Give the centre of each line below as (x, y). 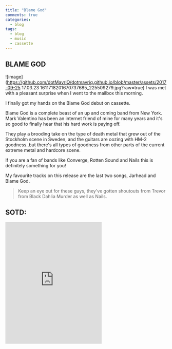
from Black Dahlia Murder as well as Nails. (62, 196)
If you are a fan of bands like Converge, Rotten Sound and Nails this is (79, 160)
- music (18, 39)
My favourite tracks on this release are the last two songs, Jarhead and (81, 176)
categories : (18, 20)
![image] (14, 76)
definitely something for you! (36, 165)
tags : (11, 29)
